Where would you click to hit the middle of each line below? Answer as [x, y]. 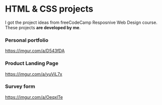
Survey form [20, 87]
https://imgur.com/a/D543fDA [35, 51]
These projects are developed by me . [43, 27]
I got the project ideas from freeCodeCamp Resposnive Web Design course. [81, 22]
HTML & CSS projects [49, 9]
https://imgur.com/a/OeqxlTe [34, 97]
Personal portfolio [27, 40]
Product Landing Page [32, 63]
